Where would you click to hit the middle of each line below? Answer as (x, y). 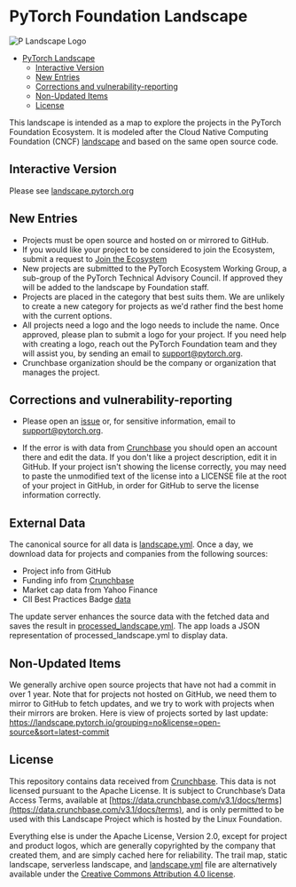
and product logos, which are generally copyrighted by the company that (143, 845)
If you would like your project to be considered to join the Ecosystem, (148, 249)
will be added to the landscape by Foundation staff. (116, 287)
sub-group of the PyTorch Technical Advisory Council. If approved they (152, 278)
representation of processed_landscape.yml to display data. (119, 636)
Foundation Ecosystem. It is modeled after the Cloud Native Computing (139, 131)
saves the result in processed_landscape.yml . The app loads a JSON (135, 626)
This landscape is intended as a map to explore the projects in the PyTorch (145, 123)
